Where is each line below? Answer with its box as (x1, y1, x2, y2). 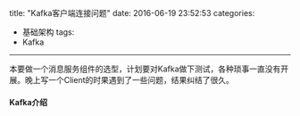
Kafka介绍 (9, 96, 48, 107)
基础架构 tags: (21, 27, 75, 37)
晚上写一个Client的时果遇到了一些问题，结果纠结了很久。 (24, 75, 235, 85)
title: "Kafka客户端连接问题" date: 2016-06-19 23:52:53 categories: (9, 8, 255, 18)
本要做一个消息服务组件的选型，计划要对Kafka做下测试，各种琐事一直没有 (9, 63, 281, 74)
